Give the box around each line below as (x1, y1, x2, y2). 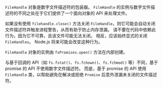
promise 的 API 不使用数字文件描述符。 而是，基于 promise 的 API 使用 (5, 66, 146, 71)
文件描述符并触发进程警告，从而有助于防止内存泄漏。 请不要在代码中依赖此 (5, 27, 156, 33)
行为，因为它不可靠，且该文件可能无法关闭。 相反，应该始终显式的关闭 (5, 33, 147, 38)
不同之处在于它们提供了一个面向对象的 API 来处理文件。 (18, 10, 130, 16)
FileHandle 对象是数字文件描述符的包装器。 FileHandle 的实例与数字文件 (5, 4, 151, 10)
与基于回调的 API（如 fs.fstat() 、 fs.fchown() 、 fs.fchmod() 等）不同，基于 (5, 60, 159, 65)
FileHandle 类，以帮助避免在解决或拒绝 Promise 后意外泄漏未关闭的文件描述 (5, 72, 157, 77)
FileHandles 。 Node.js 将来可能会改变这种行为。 (5, 39, 103, 45)
